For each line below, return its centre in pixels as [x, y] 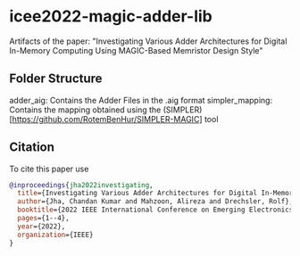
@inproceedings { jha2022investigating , [81, 185]
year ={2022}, [42, 226]
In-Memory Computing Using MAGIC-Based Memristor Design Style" [136, 50]
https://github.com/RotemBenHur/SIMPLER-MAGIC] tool [115, 119]
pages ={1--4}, [43, 219]
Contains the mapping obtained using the [85, 110]
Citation [32, 148]
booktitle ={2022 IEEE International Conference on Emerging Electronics [155, 210]
